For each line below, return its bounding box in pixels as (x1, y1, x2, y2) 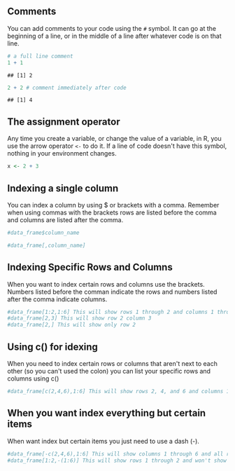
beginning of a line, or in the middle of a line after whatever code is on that (7, 32, 222, 40)
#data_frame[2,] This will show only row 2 (7, 322, 136, 329)
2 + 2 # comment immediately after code (7, 84, 127, 91)
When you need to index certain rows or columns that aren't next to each (7, 359, 218, 367)
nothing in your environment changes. (7, 149, 117, 158)
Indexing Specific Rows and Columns (7, 261, 173, 273)
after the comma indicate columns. (7, 294, 108, 303)
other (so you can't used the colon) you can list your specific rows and (7, 367, 211, 375)
